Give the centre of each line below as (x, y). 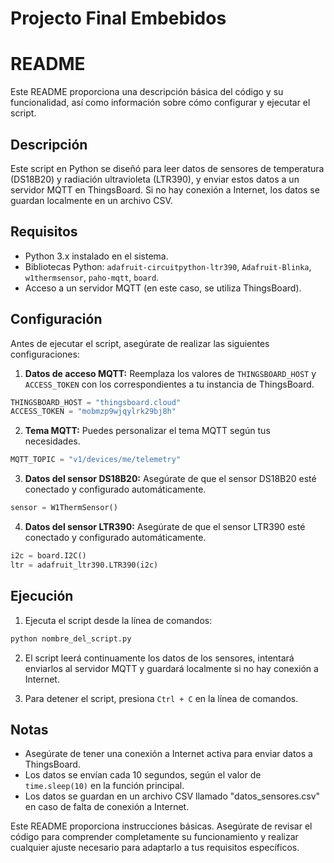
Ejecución (42, 596)
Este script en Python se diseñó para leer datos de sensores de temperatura (167, 168)
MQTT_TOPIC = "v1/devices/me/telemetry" (96, 460)
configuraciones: (45, 354)
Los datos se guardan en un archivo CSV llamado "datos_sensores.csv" (172, 796)
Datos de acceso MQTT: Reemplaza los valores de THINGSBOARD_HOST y (170, 373)
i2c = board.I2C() (48, 556)
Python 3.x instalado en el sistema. (96, 256)
